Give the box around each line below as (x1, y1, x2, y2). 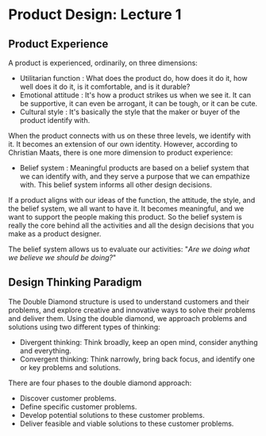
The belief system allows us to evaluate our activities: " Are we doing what (8, 244, 250, 254)
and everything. (19, 346, 71, 355)
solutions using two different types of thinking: (8, 322, 160, 331)
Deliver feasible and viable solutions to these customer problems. (19, 419, 234, 428)
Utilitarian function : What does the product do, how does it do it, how (19, 74, 248, 82)
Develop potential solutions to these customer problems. (19, 410, 205, 419)
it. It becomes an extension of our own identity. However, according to (8, 140, 238, 148)
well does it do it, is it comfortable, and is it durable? (19, 82, 191, 91)
